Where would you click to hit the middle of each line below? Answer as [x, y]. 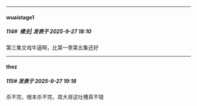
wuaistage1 [20, 17]
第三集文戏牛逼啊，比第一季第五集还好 [52, 47]
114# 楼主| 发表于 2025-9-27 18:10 [49, 32]
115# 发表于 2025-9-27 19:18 [41, 81]
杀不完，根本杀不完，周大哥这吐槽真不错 [55, 97]
